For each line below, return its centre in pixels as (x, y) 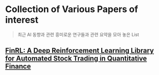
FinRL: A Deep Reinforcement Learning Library (80, 51)
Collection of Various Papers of (72, 9)
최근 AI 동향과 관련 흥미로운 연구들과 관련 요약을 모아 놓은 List (78, 34)
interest (22, 20)
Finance (18, 66)
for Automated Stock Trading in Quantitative (76, 59)
